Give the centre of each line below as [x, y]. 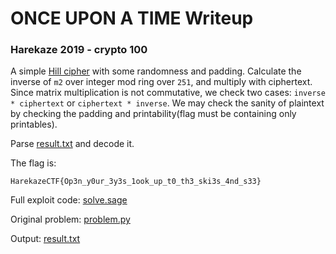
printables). [34, 124]
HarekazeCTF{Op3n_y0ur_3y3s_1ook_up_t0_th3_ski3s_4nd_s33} [136, 182]
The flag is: [33, 163]
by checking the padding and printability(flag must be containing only [153, 114]
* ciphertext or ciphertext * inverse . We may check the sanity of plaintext [167, 103]
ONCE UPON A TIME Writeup [132, 18]
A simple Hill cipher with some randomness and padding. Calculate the [156, 71]
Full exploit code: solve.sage [69, 200]
